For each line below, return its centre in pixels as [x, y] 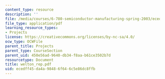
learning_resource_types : [31, 28]
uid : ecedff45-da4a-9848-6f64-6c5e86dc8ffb [50, 69]
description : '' [22, 14]
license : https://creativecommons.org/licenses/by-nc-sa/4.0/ [70, 37]
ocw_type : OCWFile [24, 42]
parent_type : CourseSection [34, 51]
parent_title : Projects [29, 46]
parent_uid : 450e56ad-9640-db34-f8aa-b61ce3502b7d [58, 55]
